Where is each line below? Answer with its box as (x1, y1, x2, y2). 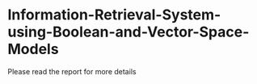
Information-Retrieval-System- (7, 6, 221, 24)
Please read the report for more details (7, 66, 137, 76)
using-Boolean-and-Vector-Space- (7, 23, 250, 41)
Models (7, 40, 59, 58)
